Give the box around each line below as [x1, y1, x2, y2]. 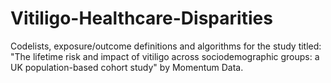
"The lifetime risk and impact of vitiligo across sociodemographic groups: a [10, 50, 320, 62]
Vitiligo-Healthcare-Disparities [10, 7, 273, 30]
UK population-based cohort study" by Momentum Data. [10, 61, 244, 73]
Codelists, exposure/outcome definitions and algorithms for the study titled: [10, 40, 322, 52]
